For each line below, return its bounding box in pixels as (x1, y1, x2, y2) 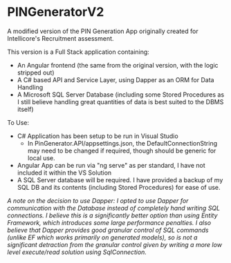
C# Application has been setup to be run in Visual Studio (17, 132, 178, 140)
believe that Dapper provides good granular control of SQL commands (7, 226, 209, 234)
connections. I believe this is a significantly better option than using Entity (7, 211, 218, 220)
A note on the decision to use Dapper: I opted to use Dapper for (7, 196, 189, 204)
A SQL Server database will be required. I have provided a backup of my (17, 175, 223, 184)
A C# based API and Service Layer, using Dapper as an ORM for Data (17, 75, 214, 84)
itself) (17, 105, 34, 113)
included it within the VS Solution (17, 168, 112, 177)
